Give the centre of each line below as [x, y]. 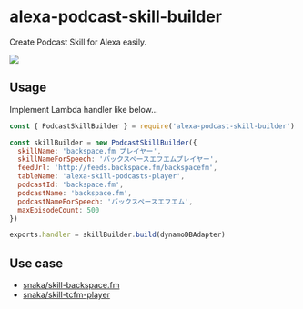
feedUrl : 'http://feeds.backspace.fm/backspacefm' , [118, 168]
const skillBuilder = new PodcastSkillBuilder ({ [103, 143]
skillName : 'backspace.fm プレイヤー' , [90, 151]
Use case [36, 263]
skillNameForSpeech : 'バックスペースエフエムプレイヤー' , [118, 159]
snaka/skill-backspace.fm [71, 285]
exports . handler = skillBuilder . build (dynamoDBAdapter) [117, 235]
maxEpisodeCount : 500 [59, 210]
